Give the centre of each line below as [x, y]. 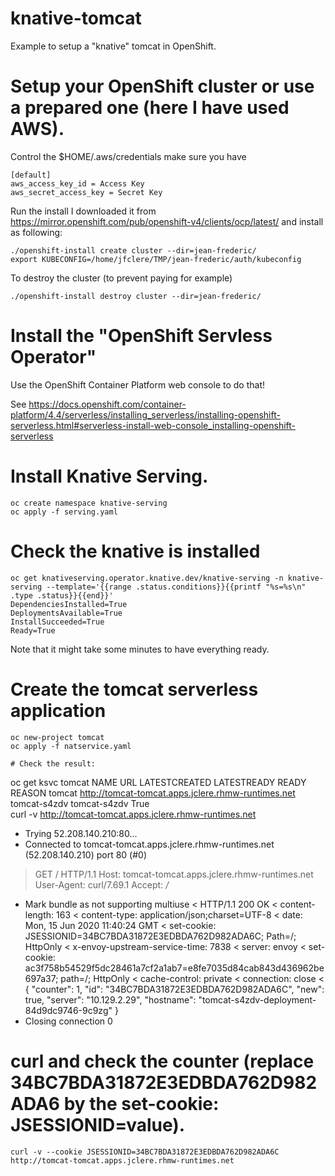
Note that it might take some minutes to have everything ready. [140, 649]
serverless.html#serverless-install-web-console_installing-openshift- [153, 425]
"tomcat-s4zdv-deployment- [257, 999]
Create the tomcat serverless [134, 689]
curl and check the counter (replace [162, 1061]
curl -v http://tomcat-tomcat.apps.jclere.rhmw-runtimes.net [133, 814]
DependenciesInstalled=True [69, 604]
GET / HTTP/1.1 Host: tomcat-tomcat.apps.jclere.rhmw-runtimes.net [174, 874]
